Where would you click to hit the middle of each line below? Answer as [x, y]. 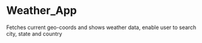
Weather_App [42, 11]
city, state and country [34, 33]
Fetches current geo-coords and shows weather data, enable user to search [101, 27]
